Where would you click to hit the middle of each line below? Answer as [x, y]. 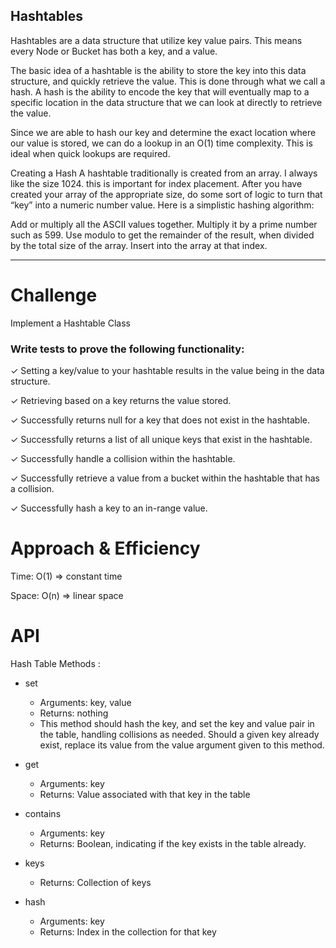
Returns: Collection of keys [95, 882]
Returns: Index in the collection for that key [128, 931]
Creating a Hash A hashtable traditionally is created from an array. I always [164, 173]
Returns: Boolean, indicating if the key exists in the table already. [173, 843]
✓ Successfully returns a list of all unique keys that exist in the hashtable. [161, 440]
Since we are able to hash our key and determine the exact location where [163, 132]
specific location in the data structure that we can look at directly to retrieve [166, 102]
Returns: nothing [74, 713]
